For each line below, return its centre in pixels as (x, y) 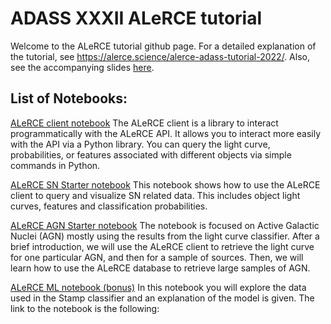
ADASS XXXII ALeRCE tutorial (136, 18)
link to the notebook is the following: (85, 308)
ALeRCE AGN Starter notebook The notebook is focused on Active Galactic (165, 225)
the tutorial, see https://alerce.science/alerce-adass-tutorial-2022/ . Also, (160, 56)
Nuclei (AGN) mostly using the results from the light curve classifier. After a (165, 236)
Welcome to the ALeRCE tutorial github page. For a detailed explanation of (163, 46)
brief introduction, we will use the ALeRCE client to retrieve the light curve (162, 246)
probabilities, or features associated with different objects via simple (151, 154)
